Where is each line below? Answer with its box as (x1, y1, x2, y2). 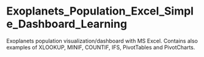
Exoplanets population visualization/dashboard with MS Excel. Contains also (6, 37, 199, 44)
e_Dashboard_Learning (6, 17, 127, 31)
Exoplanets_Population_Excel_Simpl (6, 4, 194, 18)
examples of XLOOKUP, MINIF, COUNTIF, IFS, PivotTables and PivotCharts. (6, 44, 195, 51)
